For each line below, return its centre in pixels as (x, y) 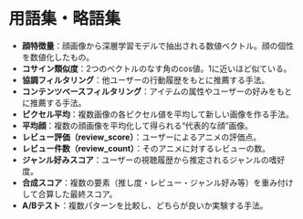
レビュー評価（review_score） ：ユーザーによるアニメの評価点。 (141, 137)
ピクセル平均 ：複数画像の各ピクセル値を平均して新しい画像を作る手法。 (157, 114)
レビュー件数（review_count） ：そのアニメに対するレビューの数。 (146, 148)
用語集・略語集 (65, 19)
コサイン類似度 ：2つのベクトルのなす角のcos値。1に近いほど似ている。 (157, 68)
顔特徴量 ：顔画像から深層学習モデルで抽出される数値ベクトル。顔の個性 (157, 46)
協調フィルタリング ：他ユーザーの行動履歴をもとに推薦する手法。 (146, 79)
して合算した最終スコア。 (69, 193)
